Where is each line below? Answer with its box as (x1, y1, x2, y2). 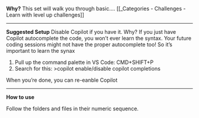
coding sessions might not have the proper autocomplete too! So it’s (6, 41, 173, 48)
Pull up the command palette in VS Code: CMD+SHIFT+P (14, 59, 154, 66)
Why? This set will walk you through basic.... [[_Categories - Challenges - (6, 5, 186, 12)
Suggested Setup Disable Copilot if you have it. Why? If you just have (6, 28, 176, 35)
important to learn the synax (6, 47, 75, 54)
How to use (6, 94, 34, 100)
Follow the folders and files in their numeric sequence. (6, 105, 139, 112)
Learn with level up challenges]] (6, 11, 85, 18)
